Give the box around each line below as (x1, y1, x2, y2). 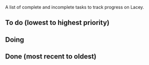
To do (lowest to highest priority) (5, 18, 110, 27)
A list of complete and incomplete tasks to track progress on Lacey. (5, 4, 144, 10)
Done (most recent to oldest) (5, 52, 96, 61)
